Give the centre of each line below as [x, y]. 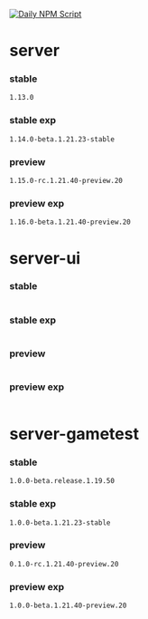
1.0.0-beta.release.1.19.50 [62, 481]
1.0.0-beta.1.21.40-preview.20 [68, 606]
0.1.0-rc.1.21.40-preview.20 [64, 564]
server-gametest [74, 434]
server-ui [45, 258]
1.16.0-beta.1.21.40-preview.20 [70, 222]
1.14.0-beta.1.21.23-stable [62, 139]
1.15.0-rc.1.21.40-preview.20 [66, 181]
